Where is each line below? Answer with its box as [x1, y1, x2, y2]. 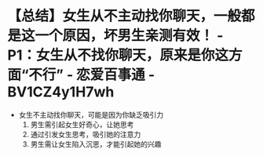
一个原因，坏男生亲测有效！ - [35, 27, 224, 45]
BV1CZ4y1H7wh [7, 83, 115, 101]
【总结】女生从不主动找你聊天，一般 [7, 7, 242, 25]
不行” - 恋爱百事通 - [28, 66, 155, 84]
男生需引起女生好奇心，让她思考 [30, 119, 134, 129]
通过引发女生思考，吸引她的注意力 [30, 129, 141, 139]
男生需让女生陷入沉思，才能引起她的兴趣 [30, 139, 162, 149]
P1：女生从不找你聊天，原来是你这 [7, 46, 229, 64]
